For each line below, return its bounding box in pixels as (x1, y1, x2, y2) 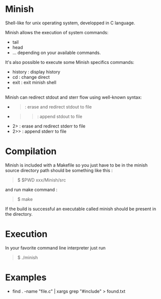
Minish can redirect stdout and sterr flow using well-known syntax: (5, 94, 142, 100)
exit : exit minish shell (12, 79, 57, 85)
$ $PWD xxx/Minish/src (17, 177, 66, 183)
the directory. (5, 211, 33, 217)
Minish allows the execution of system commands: (5, 29, 109, 35)
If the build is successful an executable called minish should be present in (5, 206, 157, 212)
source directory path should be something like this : (5, 167, 113, 173)
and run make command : (5, 186, 58, 192)
